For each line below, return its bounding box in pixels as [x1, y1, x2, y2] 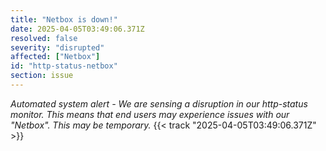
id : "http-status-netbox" [10, 61, 118, 71]
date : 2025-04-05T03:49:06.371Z [10, 24, 145, 34]
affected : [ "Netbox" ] [10, 52, 101, 62]
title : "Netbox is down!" [10, 14, 118, 25]
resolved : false [10, 33, 78, 43]
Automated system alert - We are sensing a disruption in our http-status [10, 97, 308, 110]
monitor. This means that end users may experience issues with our [10, 108, 290, 120]
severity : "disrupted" [10, 42, 105, 53]
